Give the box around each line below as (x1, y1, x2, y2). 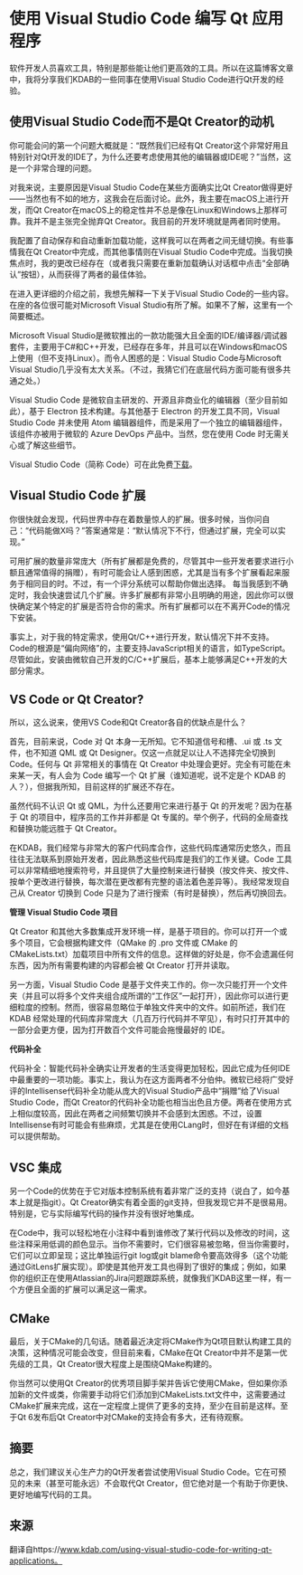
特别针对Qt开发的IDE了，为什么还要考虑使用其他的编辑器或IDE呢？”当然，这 (9, 151, 292, 162)
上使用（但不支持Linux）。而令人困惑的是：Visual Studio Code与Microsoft (9, 352, 282, 363)
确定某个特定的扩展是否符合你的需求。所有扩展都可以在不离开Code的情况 (16, 601, 290, 612)
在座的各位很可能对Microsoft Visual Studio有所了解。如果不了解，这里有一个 (9, 299, 293, 310)
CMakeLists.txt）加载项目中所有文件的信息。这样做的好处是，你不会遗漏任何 (9, 949, 294, 960)
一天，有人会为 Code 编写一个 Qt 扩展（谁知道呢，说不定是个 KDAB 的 (24, 770, 287, 781)
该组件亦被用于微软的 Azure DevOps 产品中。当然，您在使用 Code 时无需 (9, 428, 282, 439)
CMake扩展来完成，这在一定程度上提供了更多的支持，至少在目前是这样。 (9, 1400, 281, 1411)
